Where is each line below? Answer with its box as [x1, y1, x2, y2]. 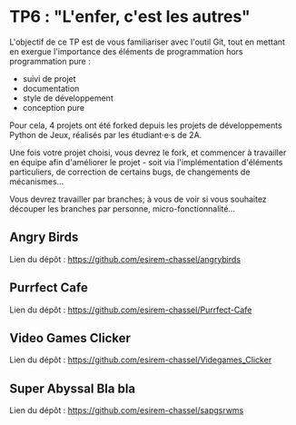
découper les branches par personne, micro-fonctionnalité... [9, 203, 236, 214]
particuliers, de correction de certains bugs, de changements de [9, 166, 251, 177]
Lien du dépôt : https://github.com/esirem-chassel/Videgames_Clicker [9, 354, 272, 365]
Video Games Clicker [9, 330, 132, 346]
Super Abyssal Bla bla [9, 381, 136, 396]
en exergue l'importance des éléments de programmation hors [9, 45, 243, 56]
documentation [22, 83, 80, 94]
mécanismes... [9, 175, 64, 187]
